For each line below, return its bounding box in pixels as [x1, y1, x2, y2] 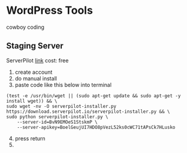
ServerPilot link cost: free [6, 56, 69, 64]
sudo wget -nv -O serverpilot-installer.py [6, 103, 117, 109]
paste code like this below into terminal [14, 81, 112, 88]
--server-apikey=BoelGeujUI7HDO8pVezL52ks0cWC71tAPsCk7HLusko [17, 124, 176, 130]
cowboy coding [6, 23, 45, 31]
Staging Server [6, 41, 64, 51]
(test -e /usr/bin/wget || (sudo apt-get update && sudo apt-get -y [6, 92, 181, 99]
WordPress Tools [6, 4, 93, 17]
